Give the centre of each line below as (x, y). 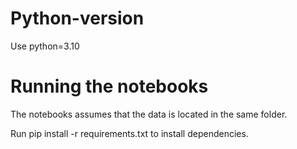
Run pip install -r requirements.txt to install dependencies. (129, 133)
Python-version (77, 18)
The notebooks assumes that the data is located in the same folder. (149, 114)
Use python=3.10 (45, 46)
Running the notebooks (109, 86)
